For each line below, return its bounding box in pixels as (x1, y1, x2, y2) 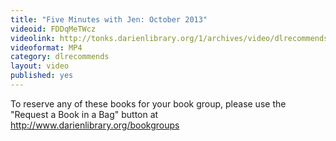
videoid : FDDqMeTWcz (10, 24, 97, 34)
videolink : (10, 33, 56, 43)
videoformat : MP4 (10, 42, 83, 53)
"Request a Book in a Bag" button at (10, 108, 159, 120)
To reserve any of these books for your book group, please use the (10, 97, 287, 110)
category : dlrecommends (10, 52, 110, 62)
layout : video (10, 61, 70, 71)
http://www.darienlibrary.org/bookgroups (10, 119, 180, 131)
